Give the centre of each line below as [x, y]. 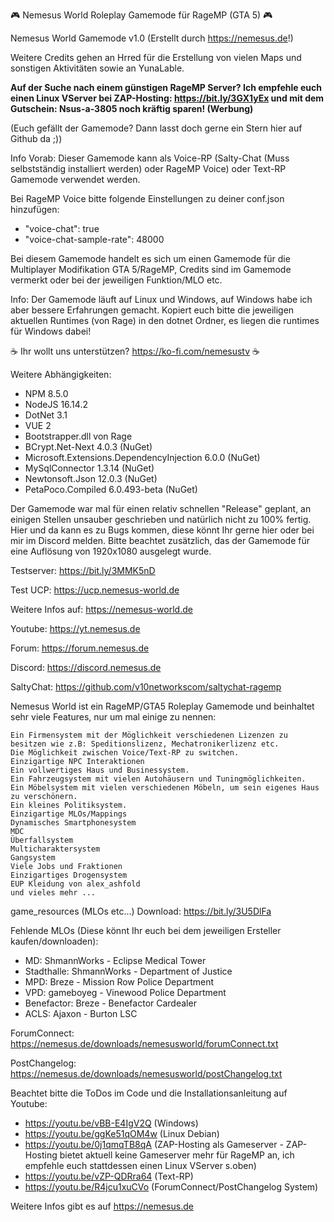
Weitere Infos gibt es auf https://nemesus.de [102, 1206]
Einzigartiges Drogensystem [69, 875]
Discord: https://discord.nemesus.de [86, 667]
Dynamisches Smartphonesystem [73, 823]
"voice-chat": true [62, 228]
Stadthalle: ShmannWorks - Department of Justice [128, 971]
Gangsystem [33, 858]
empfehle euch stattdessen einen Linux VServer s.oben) [140, 1165]
